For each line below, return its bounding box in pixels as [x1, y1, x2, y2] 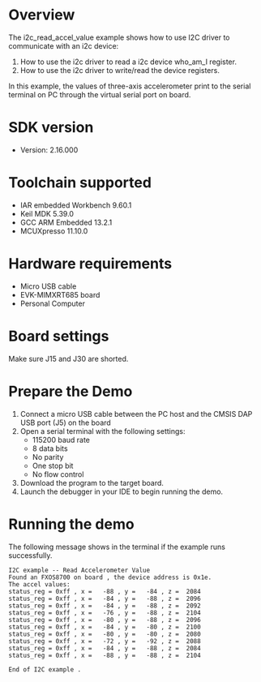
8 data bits [32, 444, 68, 453]
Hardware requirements [8, 255, 173, 272]
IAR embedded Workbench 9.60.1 [19, 200, 132, 210]
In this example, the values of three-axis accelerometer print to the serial [8, 81, 251, 91]
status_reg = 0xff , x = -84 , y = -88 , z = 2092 [8, 602, 201, 610]
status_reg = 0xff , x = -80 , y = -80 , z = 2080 [8, 630, 201, 638]
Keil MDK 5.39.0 [19, 208, 75, 218]
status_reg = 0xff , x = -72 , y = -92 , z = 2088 [8, 637, 201, 646]
